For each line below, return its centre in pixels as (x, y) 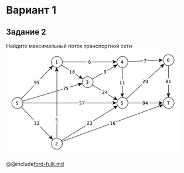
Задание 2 (26, 32)
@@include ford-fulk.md (35, 164)
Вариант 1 (31, 10)
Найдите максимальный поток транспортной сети (69, 46)
